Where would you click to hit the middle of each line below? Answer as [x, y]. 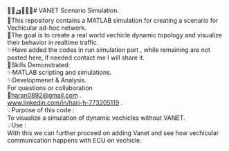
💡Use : [17, 125]
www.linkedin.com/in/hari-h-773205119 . [65, 103]
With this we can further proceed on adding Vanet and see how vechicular [113, 133]
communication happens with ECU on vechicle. [74, 140]
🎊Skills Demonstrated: [39, 65]
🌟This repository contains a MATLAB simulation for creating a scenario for [113, 20]
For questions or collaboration [50, 88]
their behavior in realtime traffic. [53, 42]
